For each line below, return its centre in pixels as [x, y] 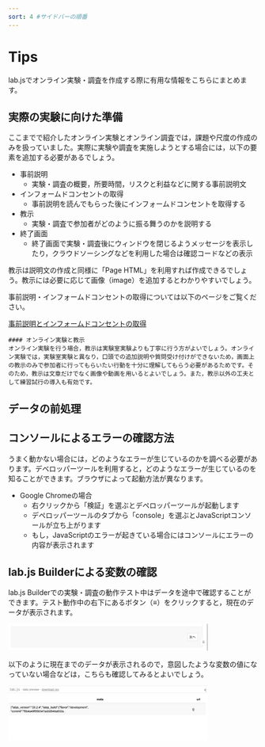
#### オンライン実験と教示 [47, 341]
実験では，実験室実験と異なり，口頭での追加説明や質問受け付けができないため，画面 [131, 357]
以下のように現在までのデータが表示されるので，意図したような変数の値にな [133, 665]
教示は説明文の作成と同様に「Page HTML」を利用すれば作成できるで [121, 270]
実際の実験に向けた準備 [65, 117]
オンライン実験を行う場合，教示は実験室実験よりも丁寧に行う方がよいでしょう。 [119, 349]
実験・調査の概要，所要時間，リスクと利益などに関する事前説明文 [139, 184]
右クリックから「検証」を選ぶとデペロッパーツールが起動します [135, 505]
